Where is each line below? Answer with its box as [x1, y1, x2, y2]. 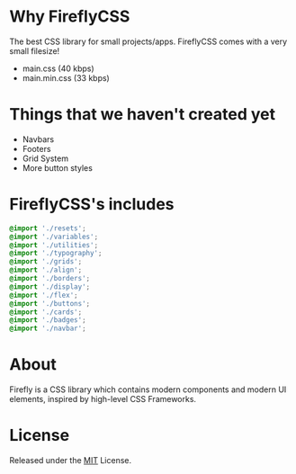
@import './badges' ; [9, 316, 87, 325]
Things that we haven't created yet [9, 104, 276, 125]
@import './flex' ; [9, 291, 78, 300]
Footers [22, 143, 51, 154]
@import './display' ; [9, 282, 91, 291]
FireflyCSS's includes [9, 194, 175, 215]
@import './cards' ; [9, 308, 83, 317]
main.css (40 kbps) [22, 63, 94, 74]
